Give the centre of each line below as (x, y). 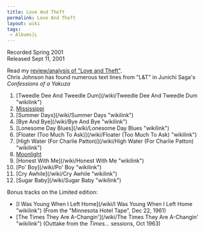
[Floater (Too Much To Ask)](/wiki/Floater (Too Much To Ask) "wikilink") (106, 135)
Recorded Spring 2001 (35, 52)
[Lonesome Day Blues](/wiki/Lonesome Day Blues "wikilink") (93, 128)
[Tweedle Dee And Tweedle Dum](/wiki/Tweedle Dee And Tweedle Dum (107, 96)
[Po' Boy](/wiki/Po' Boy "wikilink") (59, 167)
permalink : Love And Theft (41, 18)
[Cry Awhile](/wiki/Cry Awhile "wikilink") (66, 174)
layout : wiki (24, 23)
